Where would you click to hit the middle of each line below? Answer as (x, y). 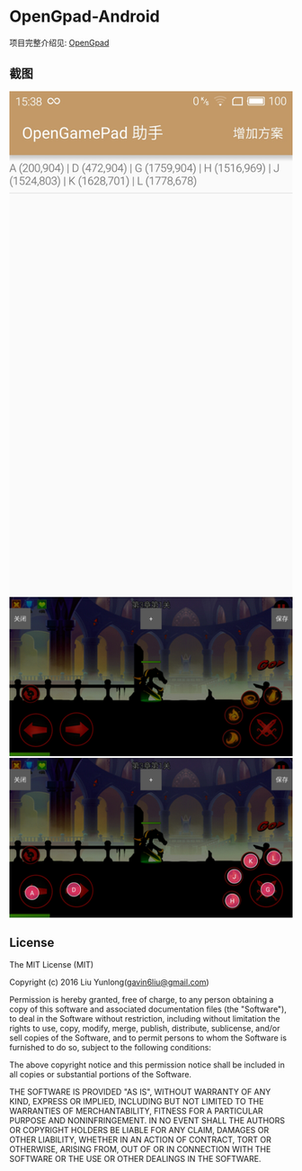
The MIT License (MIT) (52, 964)
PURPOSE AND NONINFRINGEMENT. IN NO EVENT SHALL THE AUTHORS (147, 1120)
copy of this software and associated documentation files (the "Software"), (148, 1009)
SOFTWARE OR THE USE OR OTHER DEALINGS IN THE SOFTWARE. (135, 1158)
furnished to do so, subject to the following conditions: (110, 1047)
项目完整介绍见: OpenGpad (59, 42)
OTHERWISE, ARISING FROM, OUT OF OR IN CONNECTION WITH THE (140, 1148)
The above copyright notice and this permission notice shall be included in (147, 1065)
